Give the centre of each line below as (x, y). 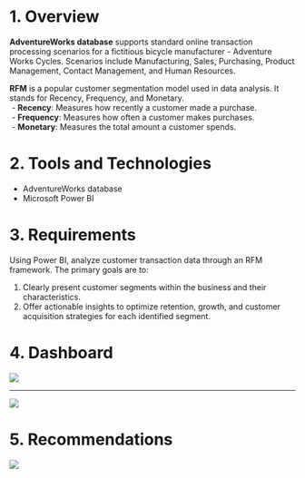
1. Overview (54, 17)
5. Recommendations (91, 439)
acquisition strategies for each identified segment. (117, 316)
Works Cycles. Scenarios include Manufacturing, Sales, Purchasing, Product (152, 61)
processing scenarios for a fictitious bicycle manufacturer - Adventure (141, 51)
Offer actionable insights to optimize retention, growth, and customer (152, 307)
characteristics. (52, 297)
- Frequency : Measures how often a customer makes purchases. (133, 117)
